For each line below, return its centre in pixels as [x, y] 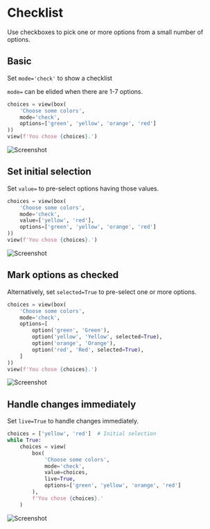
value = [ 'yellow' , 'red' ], [57, 220]
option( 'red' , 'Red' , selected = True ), [88, 350]
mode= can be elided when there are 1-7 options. [75, 91]
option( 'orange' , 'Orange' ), [74, 343]
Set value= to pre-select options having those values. [83, 188]
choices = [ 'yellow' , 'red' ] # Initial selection [82, 434]
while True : [24, 440]
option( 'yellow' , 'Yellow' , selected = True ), [97, 337]
